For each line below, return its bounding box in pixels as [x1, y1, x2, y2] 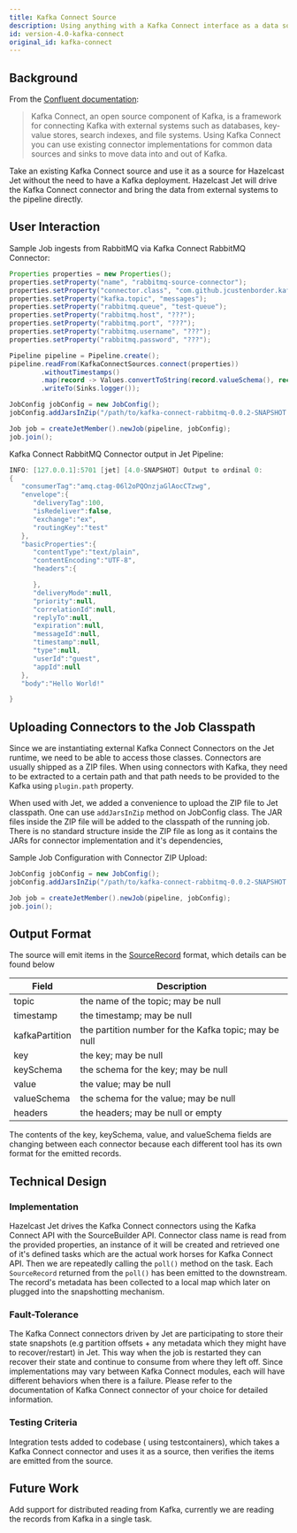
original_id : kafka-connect [9, 37, 113, 47]
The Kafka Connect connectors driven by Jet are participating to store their [9, 1329, 284, 1339]
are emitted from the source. [9, 1455, 113, 1466]
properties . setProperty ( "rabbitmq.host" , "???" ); [9, 310, 196, 319]
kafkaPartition [13, 1030, 72, 1042]
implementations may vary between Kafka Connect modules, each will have [9, 1366, 286, 1376]
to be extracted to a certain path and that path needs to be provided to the [9, 771, 280, 782]
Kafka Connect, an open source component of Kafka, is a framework [30, 111, 282, 122]
